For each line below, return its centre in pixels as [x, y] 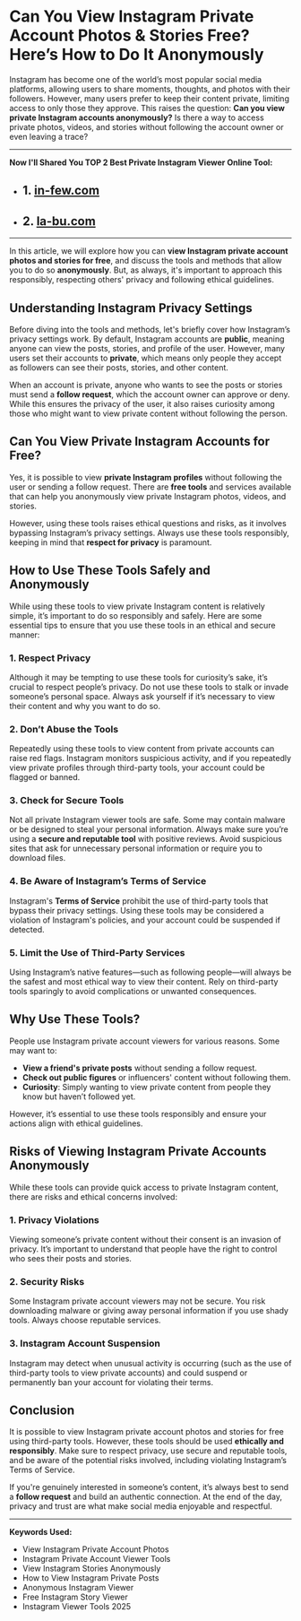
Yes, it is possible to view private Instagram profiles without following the [146, 477]
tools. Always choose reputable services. [85, 1321]
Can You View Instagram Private [132, 17]
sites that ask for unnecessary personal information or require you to [136, 848]
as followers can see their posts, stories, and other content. [119, 367]
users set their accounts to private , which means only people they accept [146, 358]
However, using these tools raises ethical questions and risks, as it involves [148, 523]
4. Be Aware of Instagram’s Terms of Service [108, 881]
